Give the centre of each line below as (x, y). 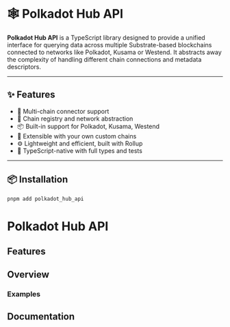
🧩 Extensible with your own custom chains (77, 136)
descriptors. (24, 66)
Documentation (41, 316)
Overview (28, 275)
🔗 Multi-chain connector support (63, 111)
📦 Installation (38, 180)
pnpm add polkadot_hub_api (46, 199)
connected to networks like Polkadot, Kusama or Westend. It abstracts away (115, 52)
